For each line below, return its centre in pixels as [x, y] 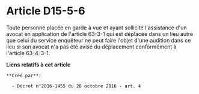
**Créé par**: [24, 75]
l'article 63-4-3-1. [28, 53]
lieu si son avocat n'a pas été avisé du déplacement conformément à [91, 47]
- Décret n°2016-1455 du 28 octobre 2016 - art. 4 [76, 86]
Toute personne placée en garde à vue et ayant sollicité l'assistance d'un [97, 28]
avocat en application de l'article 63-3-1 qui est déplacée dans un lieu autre [100, 34]
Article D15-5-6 [46, 11]
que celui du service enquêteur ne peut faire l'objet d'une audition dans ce [99, 40]
